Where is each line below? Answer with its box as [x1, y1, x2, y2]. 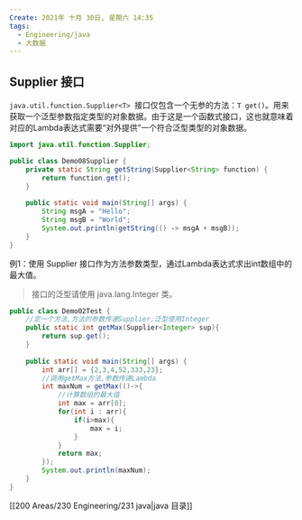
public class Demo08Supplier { [9, 156, 127, 165]
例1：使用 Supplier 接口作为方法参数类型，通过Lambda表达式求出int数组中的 [9, 258, 293, 269]
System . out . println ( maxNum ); [41, 466, 151, 475]
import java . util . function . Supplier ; [9, 141, 151, 150]
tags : [9, 22, 30, 31]
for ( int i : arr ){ [57, 407, 127, 416]
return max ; [57, 449, 103, 459]
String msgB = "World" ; [41, 216, 131, 225]
